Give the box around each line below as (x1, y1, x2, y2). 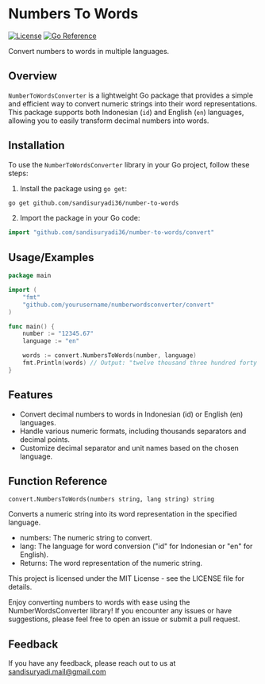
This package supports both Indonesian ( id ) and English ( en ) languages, (8, 107, 244, 117)
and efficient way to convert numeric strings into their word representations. (8, 98, 258, 108)
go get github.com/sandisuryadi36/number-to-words (8, 199, 179, 207)
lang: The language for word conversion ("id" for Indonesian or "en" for (19, 541, 253, 551)
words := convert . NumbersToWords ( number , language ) (22, 352, 197, 359)
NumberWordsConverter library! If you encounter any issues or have (8, 606, 232, 616)
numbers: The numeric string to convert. (19, 533, 152, 543)
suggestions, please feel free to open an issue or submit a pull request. (8, 614, 240, 624)
